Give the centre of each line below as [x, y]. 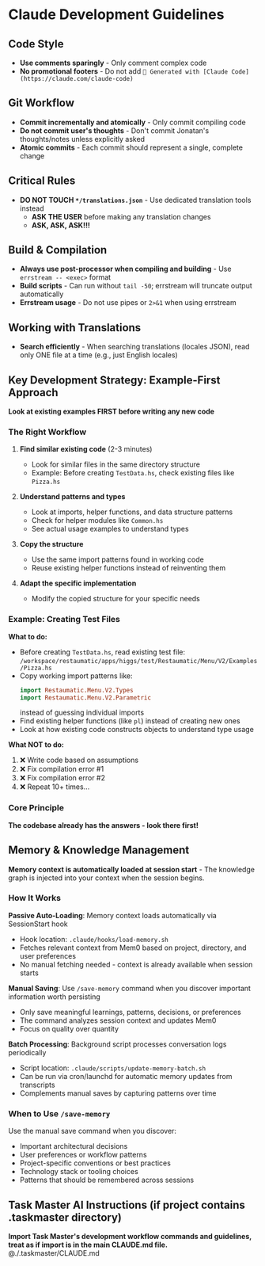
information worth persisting [54, 997]
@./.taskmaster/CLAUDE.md [54, 1253]
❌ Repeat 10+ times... [55, 787]
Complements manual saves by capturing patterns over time [118, 1093]
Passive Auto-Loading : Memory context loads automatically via [113, 915]
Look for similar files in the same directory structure [115, 464]
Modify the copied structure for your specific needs [115, 599]
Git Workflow [42, 103]
